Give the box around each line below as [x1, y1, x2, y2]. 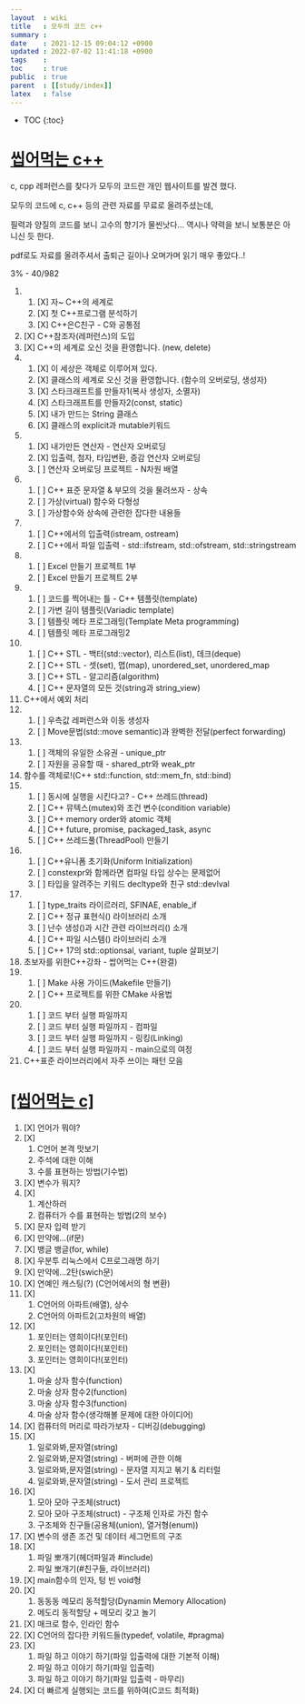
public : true [10, 73, 68, 82]
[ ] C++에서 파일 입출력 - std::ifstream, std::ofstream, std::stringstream [36, 540, 297, 551]
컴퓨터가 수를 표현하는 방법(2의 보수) [36, 1210, 167, 1221]
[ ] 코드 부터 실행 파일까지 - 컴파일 [36, 1021, 158, 1032]
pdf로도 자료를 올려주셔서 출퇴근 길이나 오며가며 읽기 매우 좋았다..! [10, 250, 246, 261]
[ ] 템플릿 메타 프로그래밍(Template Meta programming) [36, 616, 240, 627]
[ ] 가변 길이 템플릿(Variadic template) [36, 605, 175, 616]
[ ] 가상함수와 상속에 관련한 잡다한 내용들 [36, 507, 182, 518]
